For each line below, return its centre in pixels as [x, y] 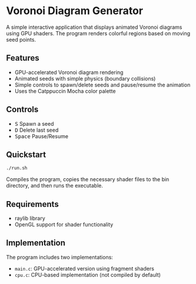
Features [23, 58]
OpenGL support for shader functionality [64, 225]
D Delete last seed [36, 130]
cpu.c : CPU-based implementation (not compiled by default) [87, 275]
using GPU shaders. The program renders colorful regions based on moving [98, 33]
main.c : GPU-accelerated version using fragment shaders [84, 268]
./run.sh [17, 168]
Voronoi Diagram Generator [74, 11]
